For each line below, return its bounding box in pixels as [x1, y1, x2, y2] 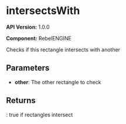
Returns [6, 95, 36, 106]
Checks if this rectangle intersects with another [6, 46, 121, 53]
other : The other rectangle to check [14, 78, 101, 85]
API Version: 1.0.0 [6, 23, 50, 30]
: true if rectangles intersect [6, 111, 73, 118]
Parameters [6, 63, 50, 73]
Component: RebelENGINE [6, 35, 71, 42]
